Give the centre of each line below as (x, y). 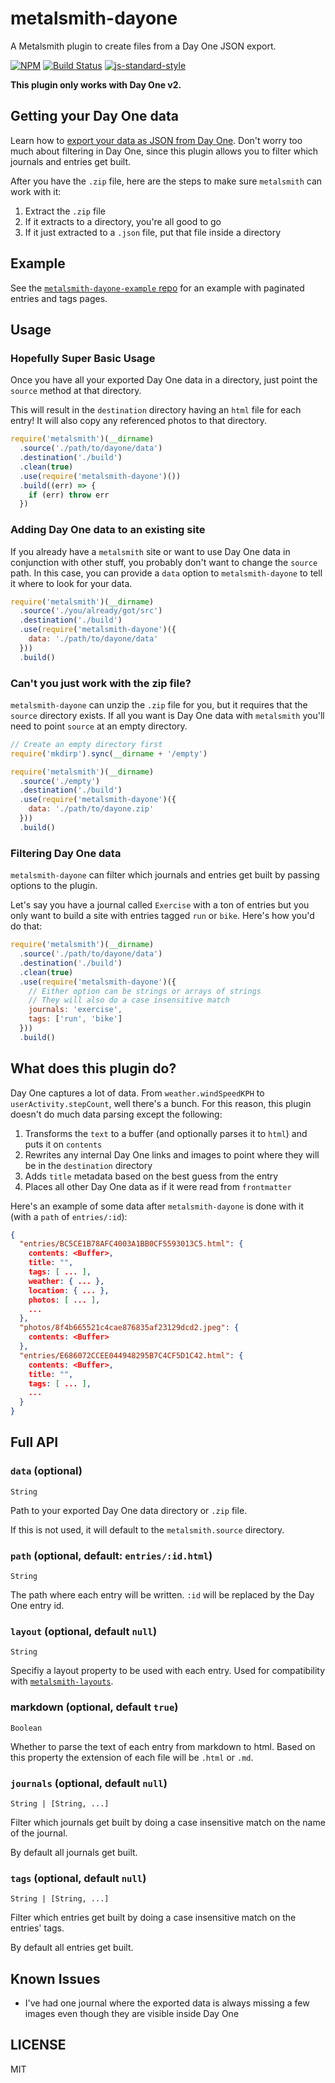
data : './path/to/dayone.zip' (91, 809)
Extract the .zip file (65, 211)
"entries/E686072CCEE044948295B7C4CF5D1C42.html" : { (131, 1355)
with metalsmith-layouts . (62, 1681)
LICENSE (38, 2045)
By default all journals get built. (74, 1852)
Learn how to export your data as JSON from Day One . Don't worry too (156, 140)
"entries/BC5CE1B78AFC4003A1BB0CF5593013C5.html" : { (131, 1244)
